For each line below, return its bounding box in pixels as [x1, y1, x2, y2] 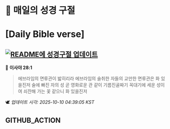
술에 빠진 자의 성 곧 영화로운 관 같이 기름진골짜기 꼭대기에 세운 [31, 82, 156, 88]
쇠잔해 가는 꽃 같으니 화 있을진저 [23, 88, 88, 95]
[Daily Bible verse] [5, 29, 85, 40]
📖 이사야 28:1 [5, 64, 32, 71]
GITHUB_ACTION [5, 116, 61, 124]
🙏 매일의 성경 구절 [5, 5, 76, 16]
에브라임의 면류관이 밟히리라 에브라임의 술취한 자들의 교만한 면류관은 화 [17, 75, 160, 82]
